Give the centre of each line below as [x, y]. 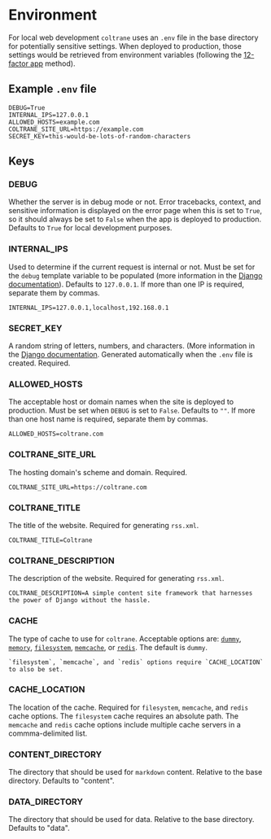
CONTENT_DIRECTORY [55, 754]
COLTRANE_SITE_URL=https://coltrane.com [78, 487]
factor [18, 63]
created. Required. [39, 363]
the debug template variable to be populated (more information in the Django [135, 275]
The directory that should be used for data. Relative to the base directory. [131, 819]
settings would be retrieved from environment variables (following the [125, 55]
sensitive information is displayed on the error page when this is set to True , [135, 211]
